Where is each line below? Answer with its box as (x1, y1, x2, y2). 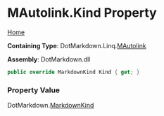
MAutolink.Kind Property (7, 5, 157, 21)
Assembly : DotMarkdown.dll (7, 55, 91, 64)
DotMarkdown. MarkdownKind (7, 101, 94, 110)
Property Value (7, 85, 61, 95)
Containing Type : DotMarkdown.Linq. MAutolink (7, 41, 146, 50)
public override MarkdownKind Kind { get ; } (7, 68, 140, 75)
